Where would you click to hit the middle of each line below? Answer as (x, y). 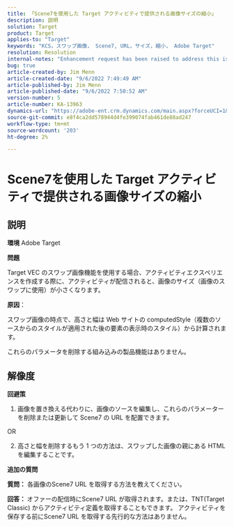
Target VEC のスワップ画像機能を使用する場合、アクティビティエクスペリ (112, 273)
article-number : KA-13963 (45, 105)
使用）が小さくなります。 (68, 290)
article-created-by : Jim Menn (51, 72)
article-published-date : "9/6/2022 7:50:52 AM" (78, 91)
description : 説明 (33, 20)
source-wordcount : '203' (43, 130)
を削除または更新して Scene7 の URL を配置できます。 (95, 418)
